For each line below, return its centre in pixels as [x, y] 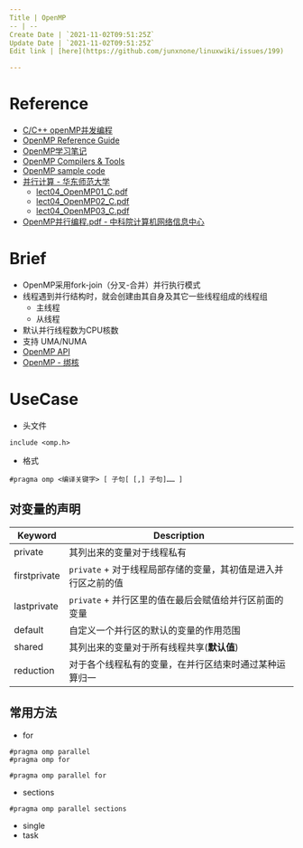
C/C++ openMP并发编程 [67, 130]
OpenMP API [46, 352]
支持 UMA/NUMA [55, 341]
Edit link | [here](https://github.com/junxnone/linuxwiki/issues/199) [147, 52]
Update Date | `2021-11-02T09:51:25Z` [82, 43]
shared [28, 646]
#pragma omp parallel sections [68, 809]
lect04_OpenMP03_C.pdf [83, 211]
